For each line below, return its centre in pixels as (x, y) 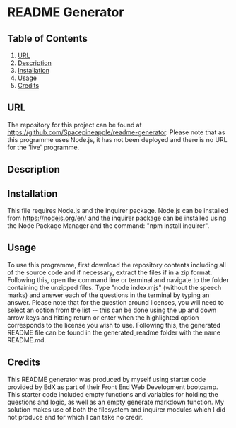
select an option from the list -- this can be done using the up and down (112, 310)
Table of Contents (48, 39)
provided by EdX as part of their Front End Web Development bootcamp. (113, 387)
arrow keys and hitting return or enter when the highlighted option (103, 317)
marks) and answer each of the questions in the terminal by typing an (108, 295)
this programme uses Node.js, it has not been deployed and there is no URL (117, 139)
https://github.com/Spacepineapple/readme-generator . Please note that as (116, 132)
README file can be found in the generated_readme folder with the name (114, 332)
